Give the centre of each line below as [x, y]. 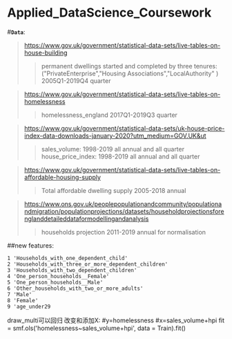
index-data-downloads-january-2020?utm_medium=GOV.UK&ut [115, 136]
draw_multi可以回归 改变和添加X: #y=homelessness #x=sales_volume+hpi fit [116, 320]
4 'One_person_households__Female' [58, 276]
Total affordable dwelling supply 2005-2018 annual [114, 190]
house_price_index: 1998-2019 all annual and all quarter [120, 156]
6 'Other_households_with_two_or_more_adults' [75, 288]
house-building [46, 53]
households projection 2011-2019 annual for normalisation [123, 232]
